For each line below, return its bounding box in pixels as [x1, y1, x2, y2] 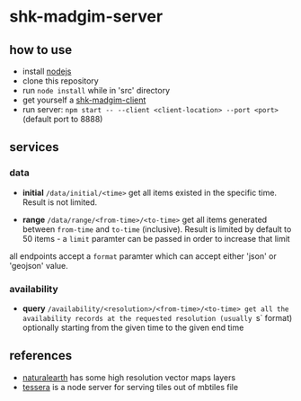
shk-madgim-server [9, 6, 164, 27]
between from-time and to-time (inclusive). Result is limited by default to [22, 223, 292, 235]
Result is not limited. [22, 196, 98, 208]
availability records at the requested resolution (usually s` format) [22, 312, 293, 323]
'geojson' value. [9, 260, 69, 271]
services [9, 139, 60, 155]
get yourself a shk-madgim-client [22, 94, 146, 105]
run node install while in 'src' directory [22, 85, 171, 95]
